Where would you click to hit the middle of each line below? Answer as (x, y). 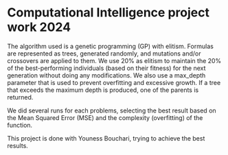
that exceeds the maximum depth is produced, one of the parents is (103, 90)
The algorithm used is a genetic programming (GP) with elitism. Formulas (111, 46)
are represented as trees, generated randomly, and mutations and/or (104, 53)
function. (20, 125)
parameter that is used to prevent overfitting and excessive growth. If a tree (114, 82)
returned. (20, 97)
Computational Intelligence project (108, 13)
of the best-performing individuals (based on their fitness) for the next (106, 68)
